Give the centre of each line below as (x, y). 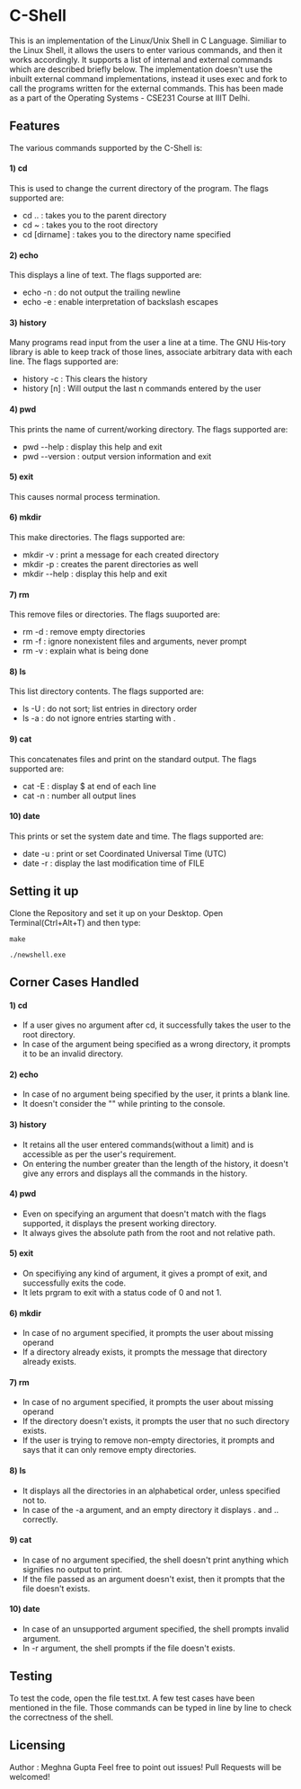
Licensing (37, 1745)
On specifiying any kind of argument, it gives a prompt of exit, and (145, 1273)
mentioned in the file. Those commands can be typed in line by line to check (150, 1707)
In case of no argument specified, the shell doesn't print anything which (155, 1560)
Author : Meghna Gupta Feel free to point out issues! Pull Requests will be (146, 1767)
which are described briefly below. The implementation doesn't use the (141, 69)
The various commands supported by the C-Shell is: (106, 147)
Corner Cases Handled (74, 982)
